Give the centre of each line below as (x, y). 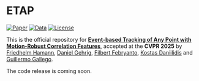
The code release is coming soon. (49, 71)
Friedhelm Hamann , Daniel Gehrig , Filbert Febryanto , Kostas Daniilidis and (99, 52)
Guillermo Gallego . (30, 59)
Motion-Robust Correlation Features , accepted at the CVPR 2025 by (94, 46)
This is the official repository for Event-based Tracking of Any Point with (99, 39)
